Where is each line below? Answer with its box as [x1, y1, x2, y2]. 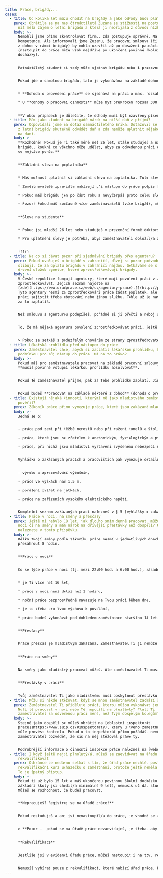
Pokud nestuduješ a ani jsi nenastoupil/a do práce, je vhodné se [17, 814, 155, 819]
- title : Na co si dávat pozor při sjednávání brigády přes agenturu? [9, 253, 155, 259]
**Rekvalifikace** [17, 840, 55, 844]
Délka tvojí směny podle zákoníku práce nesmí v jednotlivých [17, 537, 147, 541]
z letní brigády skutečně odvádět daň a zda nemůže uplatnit [17, 127, 145, 132]
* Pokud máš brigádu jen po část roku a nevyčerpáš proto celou [17, 193, 151, 198]
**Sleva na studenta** [17, 215, 64, 219]
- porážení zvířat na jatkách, [17, 488, 81, 493]
